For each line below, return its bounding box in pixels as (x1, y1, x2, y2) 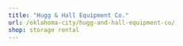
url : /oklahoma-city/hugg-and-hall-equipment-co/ (8, 19, 176, 27)
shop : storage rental (8, 26, 80, 34)
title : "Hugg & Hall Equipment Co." (8, 11, 129, 19)
